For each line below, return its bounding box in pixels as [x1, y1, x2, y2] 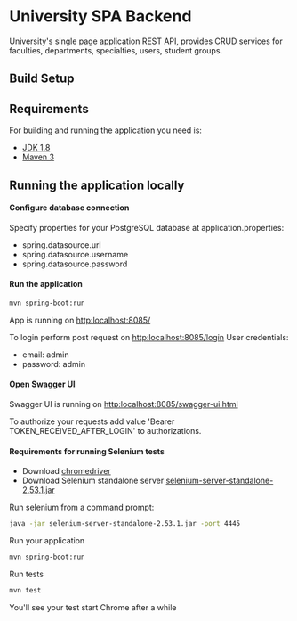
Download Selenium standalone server [21, 475, 165, 486]
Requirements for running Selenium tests [9, 445, 165, 456]
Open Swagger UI [9, 379, 76, 389]
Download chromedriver [21, 466, 111, 477]
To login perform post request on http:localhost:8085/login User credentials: [9, 331, 289, 342]
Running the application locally [9, 177, 185, 192]
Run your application [9, 535, 85, 546]
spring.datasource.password [21, 258, 128, 269]
